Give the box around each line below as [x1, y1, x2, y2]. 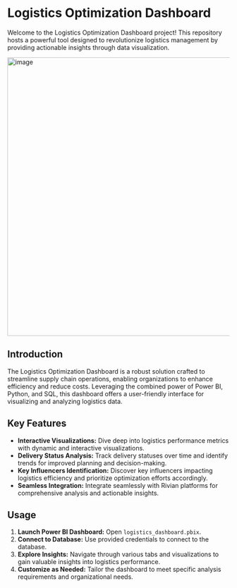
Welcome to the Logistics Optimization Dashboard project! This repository [7, 28, 222, 37]
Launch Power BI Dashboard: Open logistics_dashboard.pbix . [17, 527, 202, 537]
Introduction [7, 348, 63, 360]
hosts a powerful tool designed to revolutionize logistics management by [7, 35, 219, 44]
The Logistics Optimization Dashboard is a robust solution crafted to [7, 367, 206, 375]
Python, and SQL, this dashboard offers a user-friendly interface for [7, 389, 205, 398]
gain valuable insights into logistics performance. [17, 558, 161, 566]
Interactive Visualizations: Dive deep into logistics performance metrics [17, 436, 229, 445]
